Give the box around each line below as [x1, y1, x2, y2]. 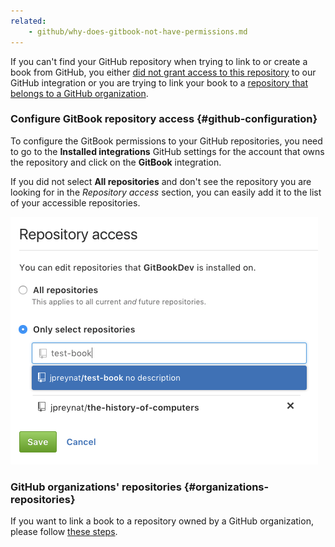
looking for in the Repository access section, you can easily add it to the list [10, 186, 322, 198]
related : [10, 16, 47, 26]
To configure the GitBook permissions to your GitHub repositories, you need [10, 135, 323, 147]
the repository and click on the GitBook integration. [10, 156, 222, 168]
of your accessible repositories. [10, 196, 141, 209]
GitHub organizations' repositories [10, 480, 182, 494]
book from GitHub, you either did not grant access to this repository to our [10, 66, 317, 78]
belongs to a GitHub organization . [10, 87, 149, 99]
